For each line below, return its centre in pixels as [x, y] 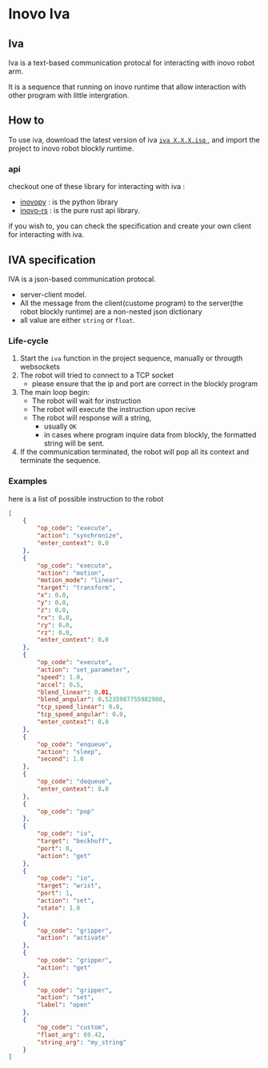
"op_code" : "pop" [66, 811]
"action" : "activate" [73, 938]
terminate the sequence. [60, 461]
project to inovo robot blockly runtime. [71, 148]
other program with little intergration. [69, 95]
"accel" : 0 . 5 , [60, 685]
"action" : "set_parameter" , [84, 670]
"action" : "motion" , [71, 573]
